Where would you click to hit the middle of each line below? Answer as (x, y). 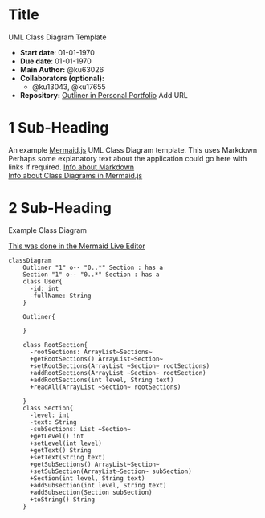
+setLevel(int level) (66, 443)
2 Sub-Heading (60, 208)
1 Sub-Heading (59, 128)
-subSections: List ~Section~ (80, 429)
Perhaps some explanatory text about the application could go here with (128, 158)
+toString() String (62, 500)
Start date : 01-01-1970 (57, 52)
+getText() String (60, 450)
